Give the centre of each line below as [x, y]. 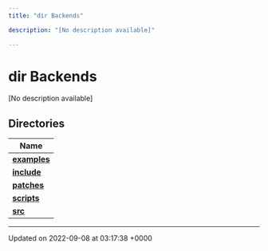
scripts [26, 198]
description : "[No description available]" [82, 30]
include [27, 172]
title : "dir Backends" [46, 16]
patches [28, 186]
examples [31, 159]
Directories [37, 123]
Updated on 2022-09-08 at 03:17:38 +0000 [81, 238]
